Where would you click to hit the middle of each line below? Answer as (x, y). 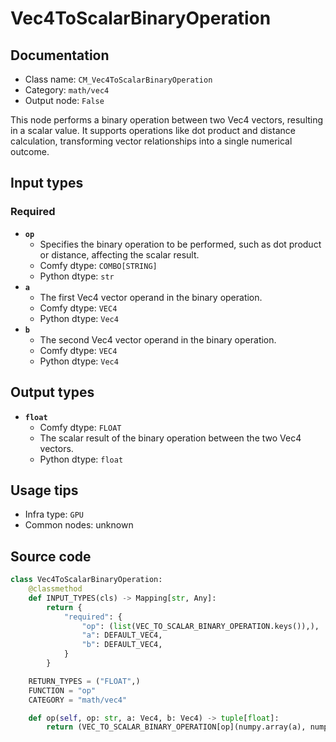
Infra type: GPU (54, 514)
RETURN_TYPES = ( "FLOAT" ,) (84, 681)
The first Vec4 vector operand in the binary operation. (151, 297)
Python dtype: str (77, 276)
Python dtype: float (81, 459)
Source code (51, 556)
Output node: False (64, 100)
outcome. (30, 151)
